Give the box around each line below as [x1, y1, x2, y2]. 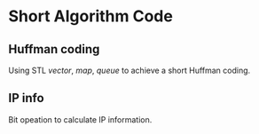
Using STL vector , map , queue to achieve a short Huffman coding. [8, 65, 251, 75]
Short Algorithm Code [8, 6, 174, 27]
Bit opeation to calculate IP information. [8, 114, 153, 125]
